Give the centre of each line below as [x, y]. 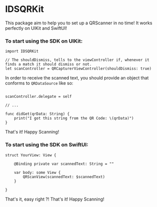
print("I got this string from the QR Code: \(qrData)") [74, 118]
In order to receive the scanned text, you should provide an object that [77, 78]
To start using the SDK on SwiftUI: [47, 145]
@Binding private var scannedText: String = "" [64, 164]
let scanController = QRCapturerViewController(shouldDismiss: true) [78, 69]
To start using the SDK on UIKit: [44, 41]
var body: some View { [37, 172]
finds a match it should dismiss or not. [49, 65]
